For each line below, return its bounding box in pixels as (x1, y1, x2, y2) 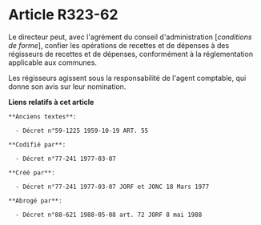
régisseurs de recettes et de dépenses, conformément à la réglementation (8, 49, 254, 58)
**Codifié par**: (8, 140, 66, 149)
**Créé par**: (8, 168, 56, 177)
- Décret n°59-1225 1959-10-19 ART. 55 (15, 127, 149, 135)
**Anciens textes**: (8, 112, 78, 121)
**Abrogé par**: (8, 196, 62, 205)
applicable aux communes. (8, 58, 98, 67)
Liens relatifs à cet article (8, 97, 94, 106)
